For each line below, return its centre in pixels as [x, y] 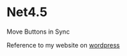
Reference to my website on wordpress [63, 45]
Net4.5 [27, 12]
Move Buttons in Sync [38, 31]
